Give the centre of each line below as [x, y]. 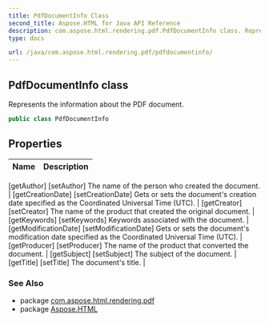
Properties [35, 144]
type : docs [26, 38]
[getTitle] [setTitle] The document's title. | [77, 262]
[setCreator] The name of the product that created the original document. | [131, 211]
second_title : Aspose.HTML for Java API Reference [94, 23]
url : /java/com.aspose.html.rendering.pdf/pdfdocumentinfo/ [111, 53]
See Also [26, 283]
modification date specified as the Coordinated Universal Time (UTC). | [125, 236]
